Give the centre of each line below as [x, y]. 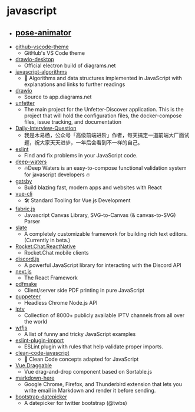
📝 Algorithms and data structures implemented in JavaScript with [103, 78]
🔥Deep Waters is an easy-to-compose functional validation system [105, 168]
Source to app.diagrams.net [58, 97]
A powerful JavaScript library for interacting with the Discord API [103, 265]
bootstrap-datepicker [41, 397]
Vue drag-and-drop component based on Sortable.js [88, 372]
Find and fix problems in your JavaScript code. [81, 155]
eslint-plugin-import [39, 340]
